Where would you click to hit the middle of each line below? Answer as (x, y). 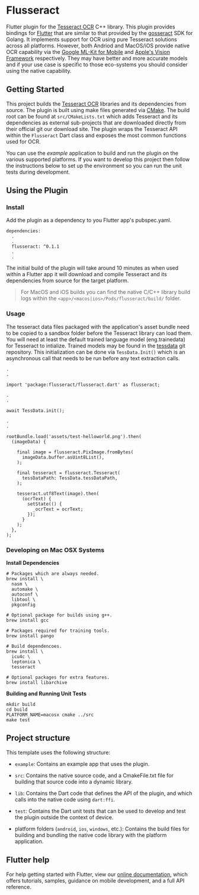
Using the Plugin (37, 191)
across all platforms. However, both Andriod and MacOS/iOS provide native (98, 46)
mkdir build (21, 705)
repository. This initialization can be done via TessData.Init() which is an (96, 352)
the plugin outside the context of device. (64, 817)
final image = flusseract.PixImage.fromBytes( (75, 452)
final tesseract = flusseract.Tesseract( (68, 473)
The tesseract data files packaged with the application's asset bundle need (98, 327)
